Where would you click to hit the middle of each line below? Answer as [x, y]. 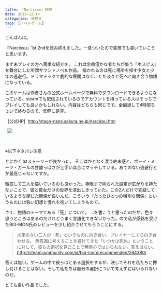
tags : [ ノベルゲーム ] [25, 23]
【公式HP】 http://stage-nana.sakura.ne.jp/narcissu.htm [60, 121]
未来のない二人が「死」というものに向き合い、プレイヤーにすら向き [85, 235]
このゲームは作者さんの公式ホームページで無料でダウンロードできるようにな [81, 93]
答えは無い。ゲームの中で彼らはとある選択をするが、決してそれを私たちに [79, 262]
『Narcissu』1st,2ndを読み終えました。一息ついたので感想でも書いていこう [80, 48]
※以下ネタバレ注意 [23, 151]
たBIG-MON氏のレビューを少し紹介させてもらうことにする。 [66, 224]
